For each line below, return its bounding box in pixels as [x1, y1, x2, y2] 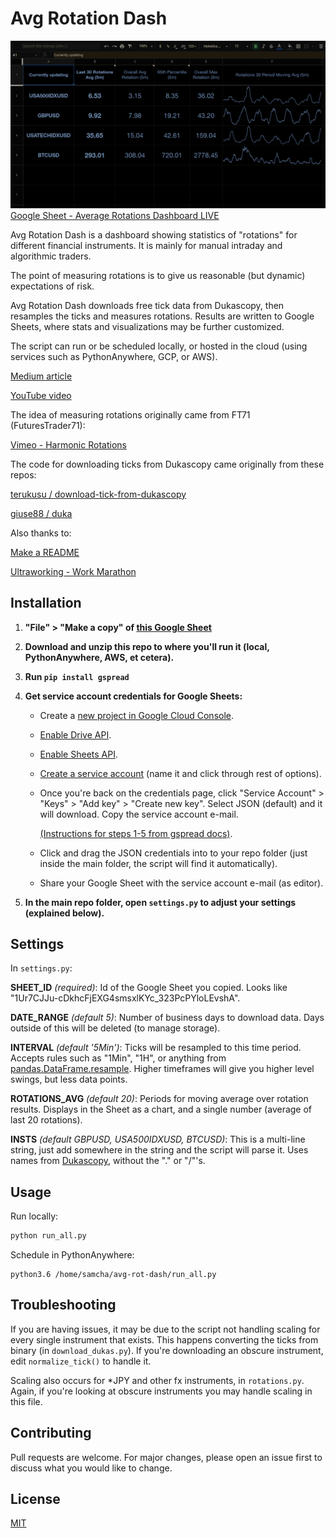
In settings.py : [10, 962, 73, 974]
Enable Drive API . [39, 728, 112, 741]
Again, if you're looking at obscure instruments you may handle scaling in [10, 1385, 313, 1397]
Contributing [10, 1425, 92, 1442]
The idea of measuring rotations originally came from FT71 [10, 408, 251, 421]
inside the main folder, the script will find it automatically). [39, 857, 278, 869]
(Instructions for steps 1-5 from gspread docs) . [39, 827, 233, 839]
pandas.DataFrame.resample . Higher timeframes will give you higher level [10, 1063, 315, 1075]
